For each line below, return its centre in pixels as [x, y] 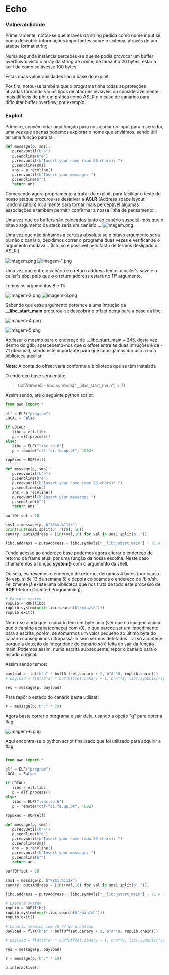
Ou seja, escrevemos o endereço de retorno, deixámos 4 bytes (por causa [82, 573]
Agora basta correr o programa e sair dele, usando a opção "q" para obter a [84, 716]
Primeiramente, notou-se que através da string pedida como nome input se [83, 35]
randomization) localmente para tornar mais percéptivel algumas [72, 204]
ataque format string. [27, 46]
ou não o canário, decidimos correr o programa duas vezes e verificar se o [83, 240]
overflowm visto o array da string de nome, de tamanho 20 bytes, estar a [81, 62]
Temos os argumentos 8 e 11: [35, 285]
